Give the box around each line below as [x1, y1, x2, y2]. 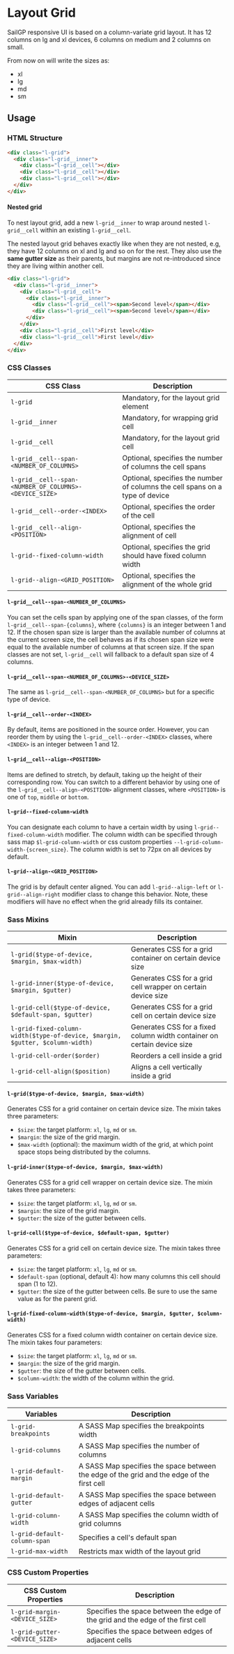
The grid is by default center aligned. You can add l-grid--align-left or [7, 882, 217, 891]
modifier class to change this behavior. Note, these [61, 889, 208, 898]
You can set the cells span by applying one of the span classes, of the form [7, 612, 224, 622]
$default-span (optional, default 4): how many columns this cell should [17, 1272, 221, 1281]
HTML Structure [7, 133, 63, 143]
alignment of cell [122, 530, 177, 540]
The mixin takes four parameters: [7, 1338, 102, 1347]
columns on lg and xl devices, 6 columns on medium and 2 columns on [7, 35, 211, 43]
